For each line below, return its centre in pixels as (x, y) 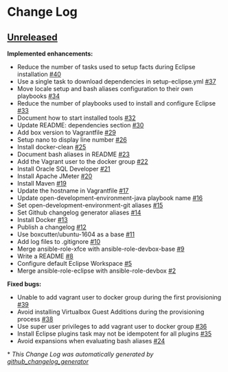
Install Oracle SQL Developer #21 (64, 169)
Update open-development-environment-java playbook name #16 (110, 198)
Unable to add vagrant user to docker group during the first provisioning (119, 297)
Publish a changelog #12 (52, 227)
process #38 (35, 319)
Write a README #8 (45, 256)
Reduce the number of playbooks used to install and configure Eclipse (116, 103)
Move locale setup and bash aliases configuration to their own (105, 89)
